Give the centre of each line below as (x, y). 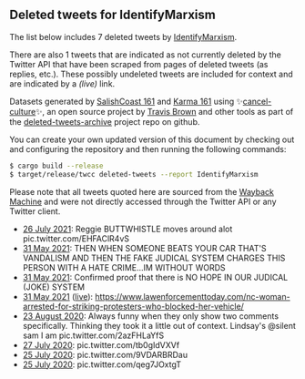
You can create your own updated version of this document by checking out (152, 139)
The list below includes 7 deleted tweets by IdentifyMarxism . (123, 36)
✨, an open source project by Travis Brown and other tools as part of (164, 111)
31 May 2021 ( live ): (58, 296)
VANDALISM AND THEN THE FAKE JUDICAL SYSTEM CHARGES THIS (154, 258)
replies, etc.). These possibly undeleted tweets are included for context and (151, 74)
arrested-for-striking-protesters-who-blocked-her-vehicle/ (133, 306)
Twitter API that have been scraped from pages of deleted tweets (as (139, 64)
